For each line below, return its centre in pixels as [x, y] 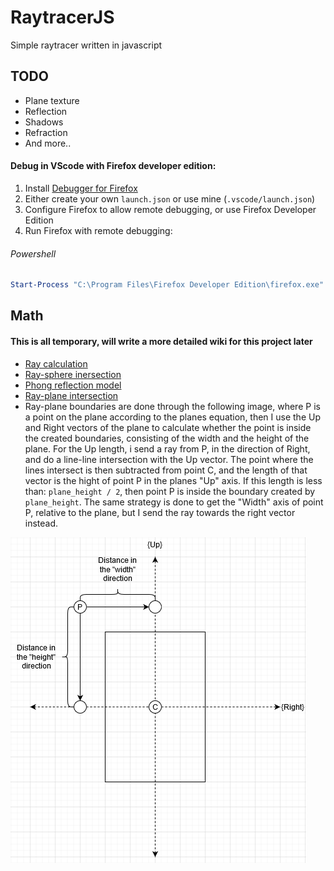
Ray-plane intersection [71, 395]
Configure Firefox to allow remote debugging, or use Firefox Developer [170, 209]
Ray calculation [56, 363]
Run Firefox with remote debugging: [98, 230]
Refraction [46, 132]
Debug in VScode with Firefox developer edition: [113, 166]
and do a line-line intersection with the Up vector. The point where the [169, 459]
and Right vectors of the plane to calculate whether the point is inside [168, 427]
